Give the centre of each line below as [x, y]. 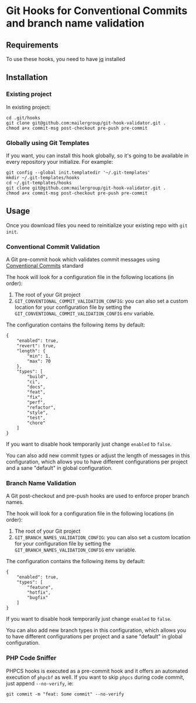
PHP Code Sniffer [31, 658]
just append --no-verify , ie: [40, 683]
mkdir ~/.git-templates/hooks [43, 177]
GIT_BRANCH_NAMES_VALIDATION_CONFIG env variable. [75, 550]
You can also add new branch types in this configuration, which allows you [96, 630]
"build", [38, 377]
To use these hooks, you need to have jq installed [66, 59]
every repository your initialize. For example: [59, 162]
